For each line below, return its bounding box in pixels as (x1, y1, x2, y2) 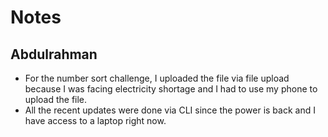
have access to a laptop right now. (24, 115, 167, 126)
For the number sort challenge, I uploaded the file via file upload (24, 72, 290, 84)
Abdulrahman (10, 46, 98, 63)
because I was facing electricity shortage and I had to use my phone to (24, 83, 318, 95)
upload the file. (24, 94, 88, 105)
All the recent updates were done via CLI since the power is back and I (24, 104, 316, 116)
